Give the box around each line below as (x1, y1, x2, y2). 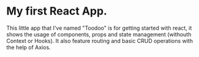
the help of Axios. (6, 44, 51, 51)
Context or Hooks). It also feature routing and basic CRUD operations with (6, 37, 193, 44)
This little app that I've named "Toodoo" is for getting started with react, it (6, 24, 192, 32)
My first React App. (6, 4, 107, 18)
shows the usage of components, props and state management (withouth (6, 30, 192, 38)
